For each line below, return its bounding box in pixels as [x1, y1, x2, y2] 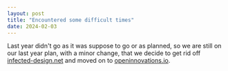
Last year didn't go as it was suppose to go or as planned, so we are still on [7, 42, 222, 50]
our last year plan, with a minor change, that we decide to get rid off [7, 49, 201, 57]
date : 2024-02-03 [7, 23, 57, 30]
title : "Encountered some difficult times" [7, 17, 135, 23]
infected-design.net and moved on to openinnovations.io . [7, 57, 171, 65]
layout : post [7, 10, 45, 17]
